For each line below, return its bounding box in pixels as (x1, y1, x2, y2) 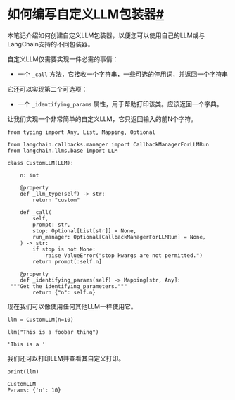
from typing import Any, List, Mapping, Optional (7, 128, 156, 136)
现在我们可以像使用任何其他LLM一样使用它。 (7, 302, 137, 311)
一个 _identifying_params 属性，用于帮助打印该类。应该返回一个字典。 (17, 99, 223, 108)
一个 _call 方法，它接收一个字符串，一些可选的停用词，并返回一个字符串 (17, 70, 229, 78)
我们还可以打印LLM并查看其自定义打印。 (7, 354, 125, 363)
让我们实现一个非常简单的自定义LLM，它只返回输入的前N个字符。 (7, 114, 198, 123)
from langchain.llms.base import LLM (7, 147, 118, 154)
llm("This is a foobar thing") (7, 328, 99, 335)
